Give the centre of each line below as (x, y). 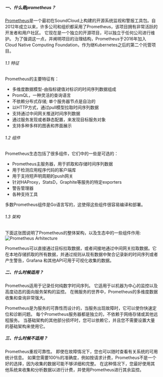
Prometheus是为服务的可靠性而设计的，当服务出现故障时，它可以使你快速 (79, 308)
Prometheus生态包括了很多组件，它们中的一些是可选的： (62, 154)
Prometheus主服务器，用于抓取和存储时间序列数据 (62, 164)
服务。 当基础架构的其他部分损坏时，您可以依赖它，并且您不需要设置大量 (82, 320)
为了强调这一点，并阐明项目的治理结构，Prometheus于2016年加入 (80, 38)
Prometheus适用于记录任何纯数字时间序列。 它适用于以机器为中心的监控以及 (81, 285)
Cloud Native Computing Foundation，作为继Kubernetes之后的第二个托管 (78, 45)
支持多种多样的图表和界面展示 (42, 126)
